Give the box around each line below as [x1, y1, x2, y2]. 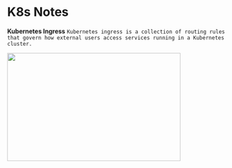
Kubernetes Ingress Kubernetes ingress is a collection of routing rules [7, 27, 225, 35]
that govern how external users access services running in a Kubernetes [7, 34, 225, 41]
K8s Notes [7, 4, 69, 20]
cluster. [7, 40, 33, 47]
